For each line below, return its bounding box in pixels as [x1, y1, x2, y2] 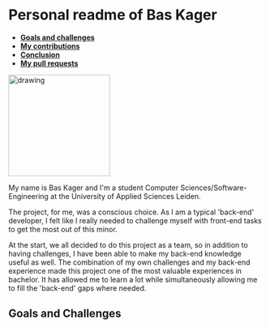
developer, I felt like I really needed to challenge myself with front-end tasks [8, 215, 262, 225]
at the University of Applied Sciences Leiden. [49, 191, 201, 201]
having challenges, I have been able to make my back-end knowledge [8, 248, 242, 258]
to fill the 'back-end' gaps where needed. [8, 283, 147, 293]
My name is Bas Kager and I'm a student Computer [8, 183, 179, 192]
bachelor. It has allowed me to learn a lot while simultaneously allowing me [8, 274, 258, 284]
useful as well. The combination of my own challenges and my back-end [8, 257, 251, 267]
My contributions [19, 41, 80, 50]
